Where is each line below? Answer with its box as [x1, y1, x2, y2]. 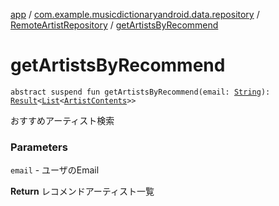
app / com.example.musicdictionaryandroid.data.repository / [10, 9, 260, 20]
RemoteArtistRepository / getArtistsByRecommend [10, 19, 219, 31]
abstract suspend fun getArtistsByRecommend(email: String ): [10, 87, 271, 97]
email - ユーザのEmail [10, 164, 100, 176]
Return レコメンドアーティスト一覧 [10, 185, 155, 198]
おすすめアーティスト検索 [10, 114, 115, 126]
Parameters [10, 140, 68, 154]
